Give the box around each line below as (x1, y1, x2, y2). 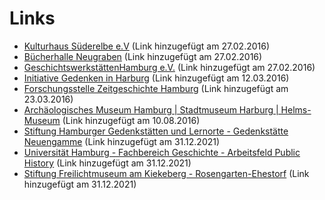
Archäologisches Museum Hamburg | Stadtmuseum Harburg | (23, 103, 279, 116)
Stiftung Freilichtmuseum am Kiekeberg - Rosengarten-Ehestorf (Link (23, 167, 310, 179)
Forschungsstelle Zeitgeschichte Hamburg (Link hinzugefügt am (23, 82, 289, 94)
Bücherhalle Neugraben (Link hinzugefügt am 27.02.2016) (23, 50, 263, 62)
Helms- (280, 103, 312, 116)
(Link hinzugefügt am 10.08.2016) (62, 114, 201, 126)
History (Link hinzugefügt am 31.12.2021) (23, 157, 192, 169)
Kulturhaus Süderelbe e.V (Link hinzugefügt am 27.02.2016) (23, 40, 271, 52)
